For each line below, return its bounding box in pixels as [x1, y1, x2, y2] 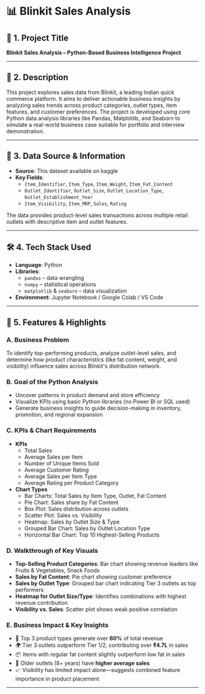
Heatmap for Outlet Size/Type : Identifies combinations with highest [15, 593, 187, 600]
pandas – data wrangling [24, 274, 84, 282]
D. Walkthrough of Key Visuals [6, 546, 99, 555]
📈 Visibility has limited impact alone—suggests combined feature [15, 667, 181, 674]
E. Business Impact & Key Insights [6, 621, 109, 629]
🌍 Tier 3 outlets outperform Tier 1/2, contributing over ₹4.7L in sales [15, 641, 189, 649]
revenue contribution [15, 599, 68, 607]
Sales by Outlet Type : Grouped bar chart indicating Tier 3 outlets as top [15, 580, 196, 587]
